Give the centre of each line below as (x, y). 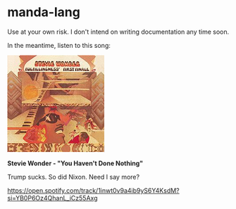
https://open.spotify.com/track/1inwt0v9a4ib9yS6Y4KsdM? (93, 190)
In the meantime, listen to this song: (59, 45)
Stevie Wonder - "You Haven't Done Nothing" (75, 163)
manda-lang (44, 12)
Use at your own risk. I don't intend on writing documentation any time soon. (118, 32)
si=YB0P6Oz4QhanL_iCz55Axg (52, 198)
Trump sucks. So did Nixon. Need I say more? (73, 177)
